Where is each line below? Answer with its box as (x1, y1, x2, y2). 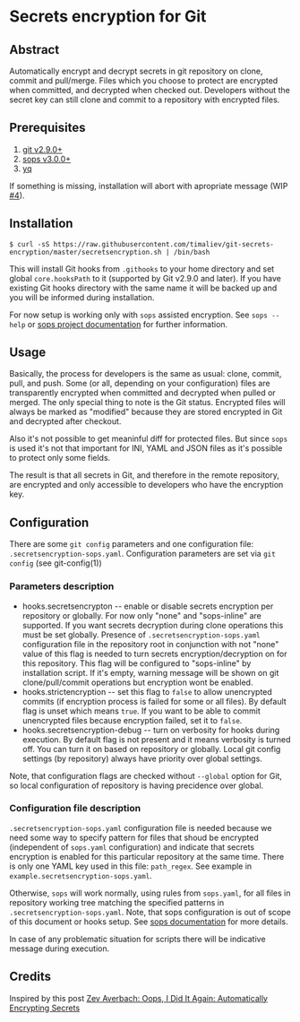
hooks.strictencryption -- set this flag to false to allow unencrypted (21, 686, 273, 697)
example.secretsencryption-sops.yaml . (9, 870, 152, 880)
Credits (9, 969, 52, 984)
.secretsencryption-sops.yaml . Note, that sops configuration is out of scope (9, 906, 291, 917)
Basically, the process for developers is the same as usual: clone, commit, (9, 368, 282, 379)
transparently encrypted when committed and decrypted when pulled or (9, 387, 276, 398)
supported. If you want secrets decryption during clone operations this (21, 619, 284, 630)
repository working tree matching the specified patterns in (9, 896, 225, 907)
